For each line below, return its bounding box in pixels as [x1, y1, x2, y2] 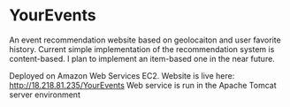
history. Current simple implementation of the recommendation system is [9, 43, 275, 54]
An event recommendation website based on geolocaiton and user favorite [9, 34, 281, 45]
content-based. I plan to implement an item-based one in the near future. [9, 53, 276, 64]
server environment [9, 89, 81, 100]
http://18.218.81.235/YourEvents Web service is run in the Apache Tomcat [9, 80, 277, 90]
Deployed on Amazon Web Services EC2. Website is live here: [9, 70, 235, 80]
